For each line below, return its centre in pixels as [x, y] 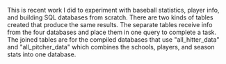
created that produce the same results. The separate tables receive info [110, 25]
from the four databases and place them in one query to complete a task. [112, 32]
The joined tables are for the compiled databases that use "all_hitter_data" [113, 40]
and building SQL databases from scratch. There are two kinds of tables [110, 17]
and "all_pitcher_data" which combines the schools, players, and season [111, 47]
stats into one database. [42, 54]
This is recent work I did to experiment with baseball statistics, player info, [113, 10]
